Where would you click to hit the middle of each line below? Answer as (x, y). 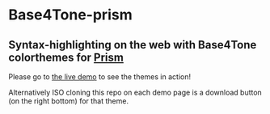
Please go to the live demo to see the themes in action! (100, 77)
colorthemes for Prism (66, 57)
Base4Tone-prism (70, 15)
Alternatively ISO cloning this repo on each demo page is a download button (135, 92)
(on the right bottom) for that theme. (69, 101)
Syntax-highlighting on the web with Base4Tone (133, 45)
